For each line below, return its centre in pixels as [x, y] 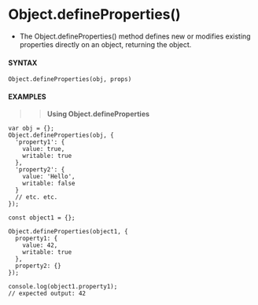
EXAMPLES [27, 97]
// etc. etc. [37, 197]
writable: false [49, 184]
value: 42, [40, 245]
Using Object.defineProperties [98, 114]
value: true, [44, 149]
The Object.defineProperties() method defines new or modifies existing [135, 36]
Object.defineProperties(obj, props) [70, 79]
